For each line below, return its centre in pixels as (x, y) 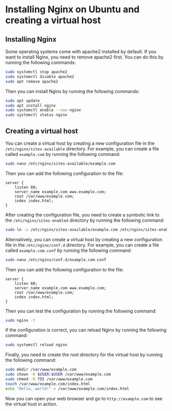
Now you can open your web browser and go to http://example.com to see (84, 398)
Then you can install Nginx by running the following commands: (72, 91)
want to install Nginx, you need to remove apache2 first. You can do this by (84, 57)
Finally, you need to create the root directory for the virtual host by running (84, 355)
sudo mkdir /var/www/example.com (41, 370)
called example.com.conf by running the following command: (69, 250)
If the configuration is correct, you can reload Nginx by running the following (86, 330)
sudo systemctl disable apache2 (40, 76)
